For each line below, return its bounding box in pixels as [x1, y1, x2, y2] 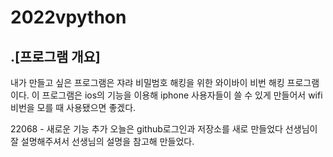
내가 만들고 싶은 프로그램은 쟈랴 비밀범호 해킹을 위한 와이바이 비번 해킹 [10, 77, 285, 88]
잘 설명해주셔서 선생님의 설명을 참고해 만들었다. [10, 136, 195, 147]
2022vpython [10, 6, 127, 29]
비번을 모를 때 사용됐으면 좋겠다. [10, 102, 137, 113]
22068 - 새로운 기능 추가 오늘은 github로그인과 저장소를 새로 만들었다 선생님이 [10, 123, 318, 135]
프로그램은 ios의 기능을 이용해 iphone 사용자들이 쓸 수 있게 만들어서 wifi [41, 89, 323, 101]
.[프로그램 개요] [10, 48, 101, 65]
